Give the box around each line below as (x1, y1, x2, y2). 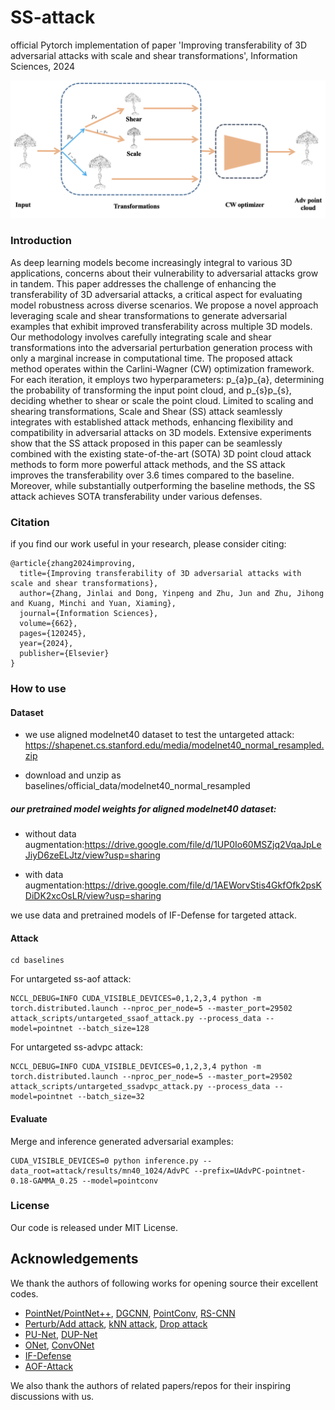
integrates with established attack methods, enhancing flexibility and (10, 416, 294, 428)
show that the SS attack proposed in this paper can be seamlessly (10, 437, 283, 449)
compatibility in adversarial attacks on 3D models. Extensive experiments (10, 426, 312, 438)
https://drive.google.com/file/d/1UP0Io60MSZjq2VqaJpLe (84, 839, 322, 851)
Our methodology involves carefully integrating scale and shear (10, 331, 272, 343)
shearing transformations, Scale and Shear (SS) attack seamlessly (10, 405, 283, 417)
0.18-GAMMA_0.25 (10, 1176, 78, 1186)
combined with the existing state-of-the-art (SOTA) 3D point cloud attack (10, 447, 312, 460)
